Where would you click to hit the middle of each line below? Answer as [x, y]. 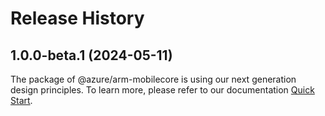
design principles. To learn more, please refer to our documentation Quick [162, 90]
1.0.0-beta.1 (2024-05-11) [91, 55]
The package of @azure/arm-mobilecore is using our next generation [153, 79]
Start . [21, 100]
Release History [77, 18]
